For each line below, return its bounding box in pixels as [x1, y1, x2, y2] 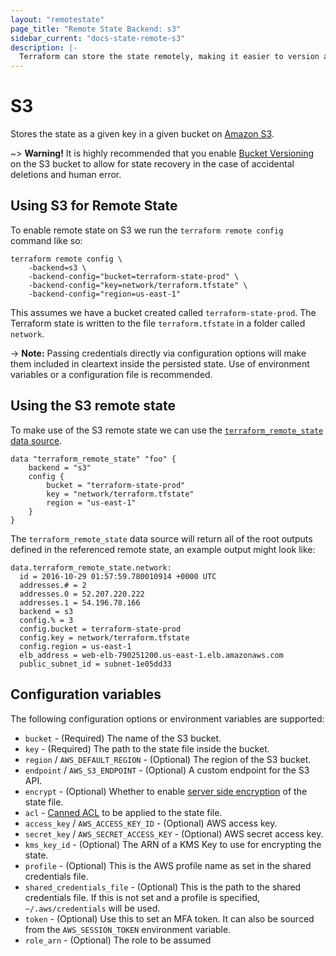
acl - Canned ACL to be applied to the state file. [24, 806, 223, 818]
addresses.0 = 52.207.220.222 [19, 589, 145, 599]
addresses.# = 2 [19, 580, 87, 590]
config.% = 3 [19, 615, 74, 625]
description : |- [10, 42, 78, 53]
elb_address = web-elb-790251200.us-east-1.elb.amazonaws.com [19, 650, 284, 660]
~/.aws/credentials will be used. [24, 902, 161, 914]
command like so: [10, 234, 83, 246]
